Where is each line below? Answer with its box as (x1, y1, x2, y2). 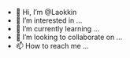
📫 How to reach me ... (15, 42, 89, 50)
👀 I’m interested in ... (15, 16, 83, 25)
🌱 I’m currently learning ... (15, 24, 100, 33)
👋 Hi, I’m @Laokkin (15, 8, 77, 16)
